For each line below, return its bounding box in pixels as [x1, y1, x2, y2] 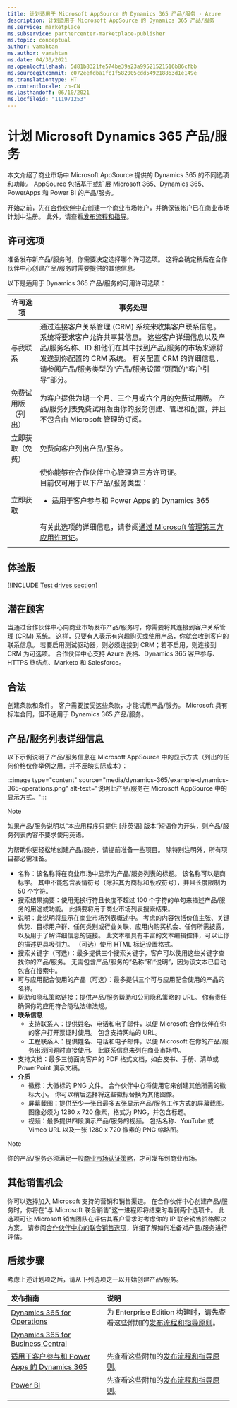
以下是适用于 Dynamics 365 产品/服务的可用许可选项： [7, 278, 166, 287]
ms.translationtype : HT [7, 76, 78, 83]
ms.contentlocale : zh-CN [7, 83, 80, 90]
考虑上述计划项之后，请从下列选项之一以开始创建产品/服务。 [7, 1274, 183, 1283]
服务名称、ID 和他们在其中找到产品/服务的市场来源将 [49, 343, 224, 353]
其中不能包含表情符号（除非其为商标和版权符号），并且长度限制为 [37, 878, 227, 887]
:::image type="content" [7, 776, 78, 784]
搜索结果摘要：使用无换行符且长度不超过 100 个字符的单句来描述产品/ [17, 896, 220, 904]
